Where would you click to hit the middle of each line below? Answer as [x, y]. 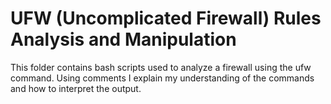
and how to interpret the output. [76, 88]
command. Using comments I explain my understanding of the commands [162, 78]
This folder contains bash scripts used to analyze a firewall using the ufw [161, 67]
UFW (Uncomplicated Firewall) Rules [166, 18]
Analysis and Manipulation [123, 39]
